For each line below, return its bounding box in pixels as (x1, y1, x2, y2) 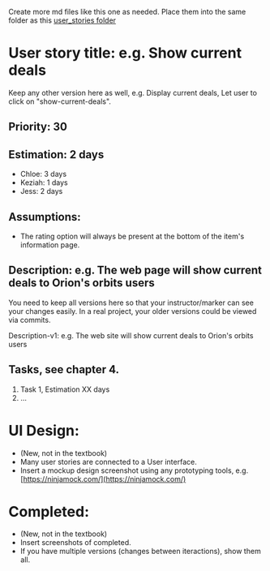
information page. (19, 239, 80, 250)
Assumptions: (8, 210, 81, 224)
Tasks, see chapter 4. (8, 363, 120, 376)
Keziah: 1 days (19, 178, 68, 187)
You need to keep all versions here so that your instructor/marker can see (8, 298, 254, 307)
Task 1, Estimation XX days (19, 384, 110, 394)
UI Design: (8, 421, 79, 440)
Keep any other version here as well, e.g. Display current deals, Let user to (8, 88, 258, 97)
